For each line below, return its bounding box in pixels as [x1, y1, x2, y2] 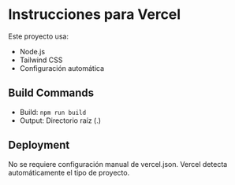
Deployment [8, 139, 70, 152]
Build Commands [8, 87, 95, 100]
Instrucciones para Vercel [8, 6, 181, 24]
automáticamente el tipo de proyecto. [8, 168, 130, 177]
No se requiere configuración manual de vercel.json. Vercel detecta [8, 159, 228, 168]
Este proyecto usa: [8, 31, 69, 41]
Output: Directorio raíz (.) [19, 116, 101, 125]
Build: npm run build [19, 107, 87, 117]
